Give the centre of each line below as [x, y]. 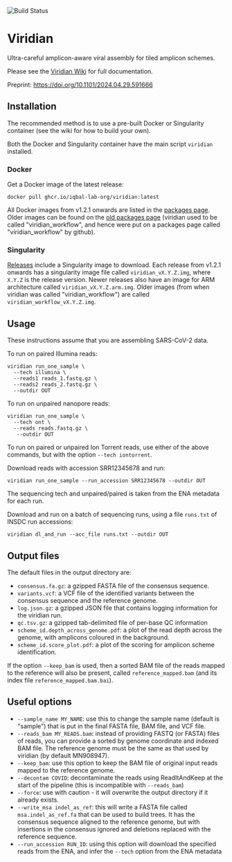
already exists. [38, 800]
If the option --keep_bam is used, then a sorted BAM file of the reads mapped [116, 665]
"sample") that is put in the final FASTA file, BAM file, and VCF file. [111, 726]
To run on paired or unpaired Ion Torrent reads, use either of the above [108, 448]
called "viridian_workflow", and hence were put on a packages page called [114, 225]
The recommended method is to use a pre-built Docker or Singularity [106, 123]
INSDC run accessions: [40, 522]
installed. [20, 151]
